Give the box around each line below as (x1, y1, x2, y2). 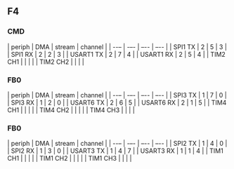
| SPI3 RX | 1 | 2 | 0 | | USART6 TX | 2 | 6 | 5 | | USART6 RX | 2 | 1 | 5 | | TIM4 (7, 98, 227, 107)
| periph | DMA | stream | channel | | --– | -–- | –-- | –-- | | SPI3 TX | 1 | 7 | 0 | (7, 90, 227, 99)
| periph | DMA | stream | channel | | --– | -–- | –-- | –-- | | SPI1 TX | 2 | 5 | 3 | (7, 42, 227, 51)
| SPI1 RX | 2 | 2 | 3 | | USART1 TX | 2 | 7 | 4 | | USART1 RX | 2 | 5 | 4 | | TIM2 (7, 50, 226, 58)
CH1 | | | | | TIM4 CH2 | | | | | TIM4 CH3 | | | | (7, 105, 135, 114)
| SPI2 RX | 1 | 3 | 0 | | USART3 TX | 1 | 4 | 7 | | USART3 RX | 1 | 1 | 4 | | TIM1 (7, 147, 223, 155)
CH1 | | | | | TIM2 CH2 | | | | (7, 58, 84, 66)
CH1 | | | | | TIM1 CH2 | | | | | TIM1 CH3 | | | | (7, 154, 132, 163)
